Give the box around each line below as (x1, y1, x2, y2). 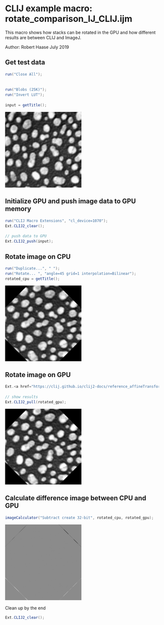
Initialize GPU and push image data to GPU (5, 197, 136, 206)
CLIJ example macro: (5, 3, 93, 14)
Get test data (5, 58, 45, 66)
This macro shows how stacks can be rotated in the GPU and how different (5, 29, 156, 35)
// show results (5, 395, 38, 399)
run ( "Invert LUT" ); (5, 92, 45, 98)
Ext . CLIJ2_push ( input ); (5, 239, 54, 244)
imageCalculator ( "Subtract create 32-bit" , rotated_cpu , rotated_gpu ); (5, 515, 154, 520)
